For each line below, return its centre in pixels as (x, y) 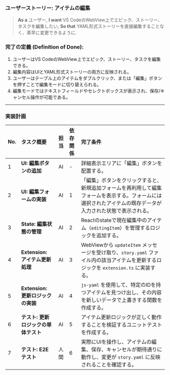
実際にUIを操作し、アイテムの (116, 342)
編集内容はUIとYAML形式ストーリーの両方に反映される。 (72, 71)
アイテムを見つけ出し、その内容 (124, 292)
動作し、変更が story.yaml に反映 (121, 357)
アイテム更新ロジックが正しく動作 (121, 317)
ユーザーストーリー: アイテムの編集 (48, 8)
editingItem (105, 228)
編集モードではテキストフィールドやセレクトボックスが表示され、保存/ (86, 91)
